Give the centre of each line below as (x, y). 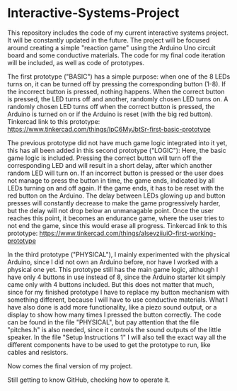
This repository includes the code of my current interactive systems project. (118, 33)
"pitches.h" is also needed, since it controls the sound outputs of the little (114, 329)
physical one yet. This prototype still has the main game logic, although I (113, 269)
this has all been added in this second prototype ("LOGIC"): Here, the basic (117, 150)
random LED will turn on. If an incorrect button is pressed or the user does (116, 173)
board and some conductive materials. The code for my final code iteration (116, 55)
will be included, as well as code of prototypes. (76, 62)
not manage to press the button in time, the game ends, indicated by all (111, 180)
